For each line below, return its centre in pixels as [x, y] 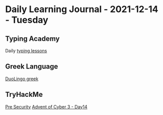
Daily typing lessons [26, 51]
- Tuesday [27, 20]
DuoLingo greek [22, 79]
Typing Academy [32, 39]
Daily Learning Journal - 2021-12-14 [82, 9]
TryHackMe [24, 95]
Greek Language [32, 67]
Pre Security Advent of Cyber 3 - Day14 [46, 106]
